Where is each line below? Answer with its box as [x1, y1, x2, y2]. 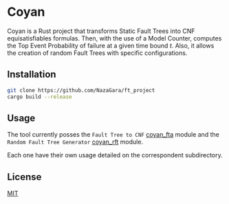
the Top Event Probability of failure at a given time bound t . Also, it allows [7, 41, 215, 49]
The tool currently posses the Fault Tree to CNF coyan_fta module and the [7, 131, 220, 139]
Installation [7, 69, 56, 80]
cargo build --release [7, 93, 72, 100]
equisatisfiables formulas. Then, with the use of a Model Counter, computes [7, 34, 222, 42]
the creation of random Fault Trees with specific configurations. [7, 49, 188, 57]
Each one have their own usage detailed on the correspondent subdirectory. [7, 151, 223, 159]
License [7, 171, 42, 183]
